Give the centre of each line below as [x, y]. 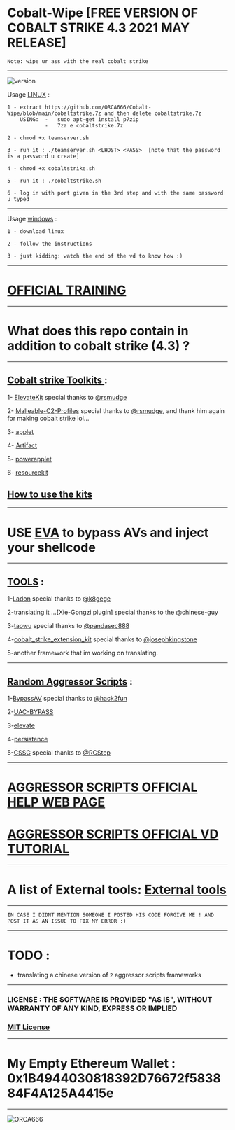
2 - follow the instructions [50, 244]
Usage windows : [32, 218]
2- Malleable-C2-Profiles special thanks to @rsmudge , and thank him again [116, 410]
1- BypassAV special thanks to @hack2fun [67, 698]
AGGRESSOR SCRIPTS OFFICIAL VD [113, 834]
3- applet [21, 431]
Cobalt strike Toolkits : [57, 381]
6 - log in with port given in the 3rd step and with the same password [115, 193]
